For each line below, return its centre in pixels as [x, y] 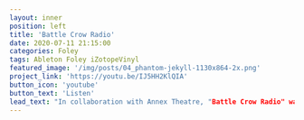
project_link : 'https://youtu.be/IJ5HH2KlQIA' [99, 77]
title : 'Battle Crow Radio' [62, 34]
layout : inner [36, 18]
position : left [38, 26]
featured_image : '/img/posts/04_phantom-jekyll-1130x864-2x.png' [135, 69]
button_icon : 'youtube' [54, 85]
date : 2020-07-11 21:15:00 [60, 43]
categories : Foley [44, 51]
